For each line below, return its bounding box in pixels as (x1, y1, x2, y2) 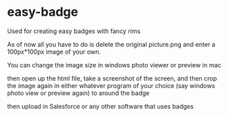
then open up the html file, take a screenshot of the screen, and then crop (7, 74, 218, 83)
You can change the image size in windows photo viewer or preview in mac (7, 61, 222, 69)
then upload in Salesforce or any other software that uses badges (7, 102, 194, 110)
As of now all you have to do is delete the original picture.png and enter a (7, 40, 216, 48)
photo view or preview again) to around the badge (7, 89, 150, 97)
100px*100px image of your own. (7, 47, 102, 56)
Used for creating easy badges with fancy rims (7, 27, 141, 35)
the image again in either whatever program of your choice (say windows (7, 81, 216, 89)
